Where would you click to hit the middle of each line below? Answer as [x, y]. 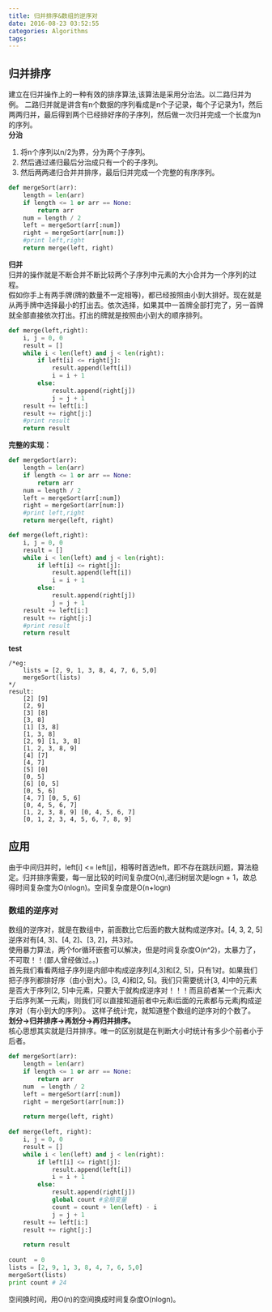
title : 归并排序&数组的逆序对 [53, 16]
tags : [17, 38]
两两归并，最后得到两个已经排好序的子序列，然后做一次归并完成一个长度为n [135, 115]
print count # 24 [38, 1282]
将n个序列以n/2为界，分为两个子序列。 [85, 152]
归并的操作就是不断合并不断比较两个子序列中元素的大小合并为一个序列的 [129, 274]
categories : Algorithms [49, 31]
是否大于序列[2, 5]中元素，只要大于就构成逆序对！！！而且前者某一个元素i [132, 990]
